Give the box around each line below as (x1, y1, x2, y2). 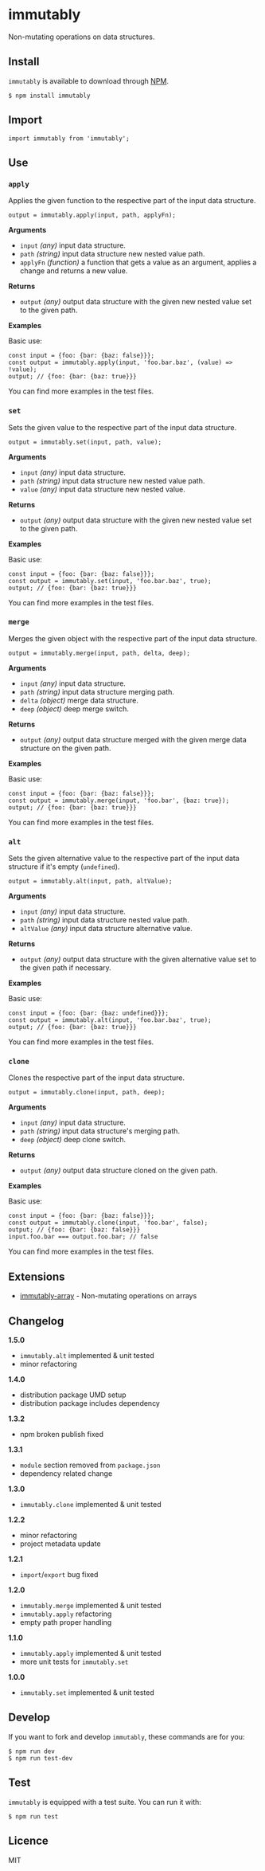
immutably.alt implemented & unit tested (19, 1351, 154, 1360)
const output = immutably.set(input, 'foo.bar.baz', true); (8, 577, 212, 585)
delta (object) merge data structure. (19, 695, 139, 705)
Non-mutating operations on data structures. (8, 32, 155, 41)
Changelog (8, 1314, 64, 1328)
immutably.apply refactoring (19, 1609, 112, 1619)
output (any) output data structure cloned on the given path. (19, 1165, 217, 1176)
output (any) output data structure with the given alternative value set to (19, 954, 257, 965)
